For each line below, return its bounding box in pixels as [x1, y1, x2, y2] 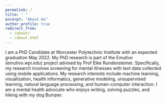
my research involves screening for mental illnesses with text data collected [5, 65, 161, 71]
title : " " [5, 12, 28, 17]
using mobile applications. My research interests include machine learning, [5, 70, 159, 76]
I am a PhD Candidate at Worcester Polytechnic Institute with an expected [5, 49, 157, 55]
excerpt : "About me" [5, 17, 48, 22]
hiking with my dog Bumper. [5, 91, 63, 98]
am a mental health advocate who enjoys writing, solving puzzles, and [5, 86, 150, 92]
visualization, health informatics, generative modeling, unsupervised [5, 76, 146, 82]
